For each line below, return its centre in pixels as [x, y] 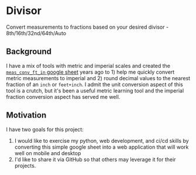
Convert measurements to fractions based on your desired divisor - [87, 27]
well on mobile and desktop [48, 153]
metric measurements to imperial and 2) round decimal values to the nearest [98, 78]
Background [29, 52]
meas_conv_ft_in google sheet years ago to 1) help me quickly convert [90, 72]
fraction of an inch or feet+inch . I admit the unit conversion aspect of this [94, 84]
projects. [25, 166]
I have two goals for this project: [45, 129]
